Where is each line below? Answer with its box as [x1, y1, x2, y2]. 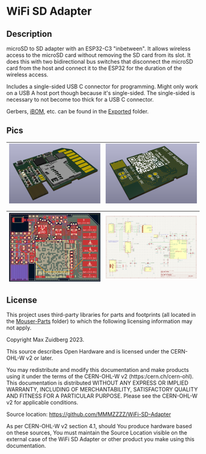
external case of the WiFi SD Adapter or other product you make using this [6, 435, 195, 442]
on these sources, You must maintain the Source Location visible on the [6, 429, 188, 436]
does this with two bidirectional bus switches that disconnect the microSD [6, 58, 193, 65]
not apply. [6, 323, 32, 331]
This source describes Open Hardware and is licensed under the [6, 347, 170, 355]
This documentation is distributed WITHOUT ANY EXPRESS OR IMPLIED [6, 379, 189, 387]
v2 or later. [26, 354, 53, 361]
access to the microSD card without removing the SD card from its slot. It [6, 51, 191, 59]
